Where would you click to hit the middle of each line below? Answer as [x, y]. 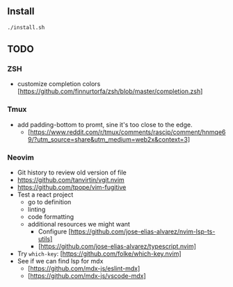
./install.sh [26, 27]
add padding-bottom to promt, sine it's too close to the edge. [105, 124]
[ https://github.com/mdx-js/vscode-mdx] [87, 276]
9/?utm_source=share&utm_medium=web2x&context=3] [109, 139]
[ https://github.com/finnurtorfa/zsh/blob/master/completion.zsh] [110, 91]
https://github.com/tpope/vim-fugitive [72, 187]
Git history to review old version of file [72, 172]
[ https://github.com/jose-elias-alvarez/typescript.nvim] [117, 246]
